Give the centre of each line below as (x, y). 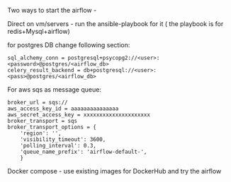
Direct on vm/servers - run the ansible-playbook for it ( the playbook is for (115, 24)
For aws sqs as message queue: (54, 90)
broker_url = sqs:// (38, 102)
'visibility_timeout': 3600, (63, 140)
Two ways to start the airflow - (52, 10)
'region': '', (41, 133)
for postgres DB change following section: (69, 45)
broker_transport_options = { (52, 127)
